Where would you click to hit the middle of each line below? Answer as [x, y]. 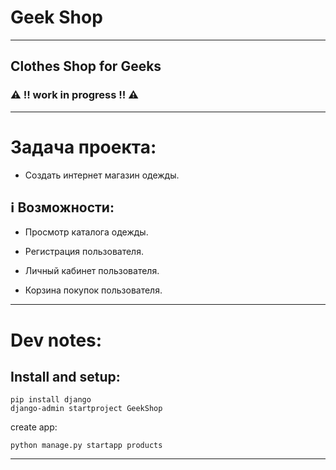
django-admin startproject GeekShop [86, 409]
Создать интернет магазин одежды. [102, 175]
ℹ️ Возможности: [62, 207]
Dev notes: [56, 340]
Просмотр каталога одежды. [86, 232]
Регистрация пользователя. [84, 252]
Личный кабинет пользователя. [92, 271]
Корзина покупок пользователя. [93, 290]
